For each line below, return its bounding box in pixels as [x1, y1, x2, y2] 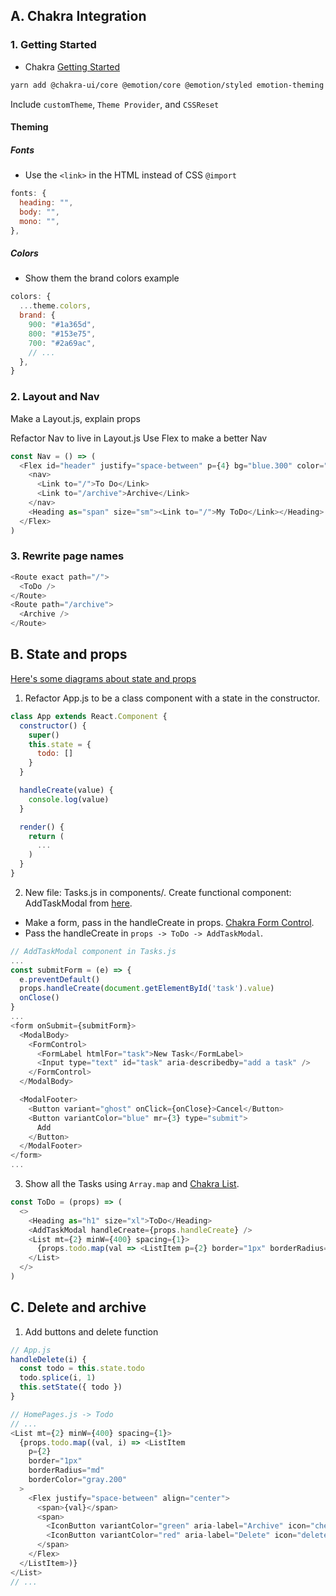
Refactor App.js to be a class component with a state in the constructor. [24, 692, 321, 704]
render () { [19, 822, 65, 832]
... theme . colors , [19, 301, 92, 311]
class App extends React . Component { [10, 711, 168, 721]
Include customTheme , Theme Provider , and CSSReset [10, 98, 220, 110]
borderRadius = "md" [28, 1465, 105, 1476]
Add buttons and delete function [24, 1325, 159, 1338]
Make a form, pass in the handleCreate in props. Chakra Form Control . [24, 916, 315, 928]
